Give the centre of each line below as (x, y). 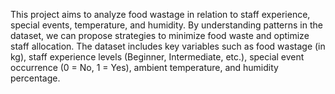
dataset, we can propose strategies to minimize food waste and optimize (160, 35)
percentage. (35, 78)
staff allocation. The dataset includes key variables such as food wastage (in (168, 46)
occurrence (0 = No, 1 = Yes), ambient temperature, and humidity (144, 67)
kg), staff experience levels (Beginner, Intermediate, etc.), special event (157, 57)
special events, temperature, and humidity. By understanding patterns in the (166, 25)
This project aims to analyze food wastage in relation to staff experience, (160, 14)
